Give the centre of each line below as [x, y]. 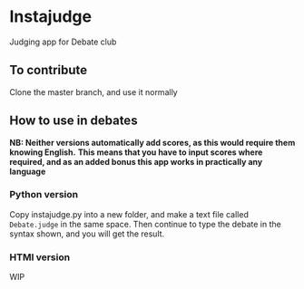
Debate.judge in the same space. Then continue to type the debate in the [145, 224]
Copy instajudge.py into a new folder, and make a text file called [129, 214]
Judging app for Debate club [63, 42]
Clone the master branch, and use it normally [94, 92]
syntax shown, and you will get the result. [87, 234]
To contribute [49, 70]
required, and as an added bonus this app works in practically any [136, 161]
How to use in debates [74, 121]
